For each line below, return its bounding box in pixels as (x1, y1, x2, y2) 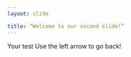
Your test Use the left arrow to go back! (7, 42, 122, 50)
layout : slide (7, 10, 49, 17)
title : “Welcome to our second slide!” (7, 22, 125, 30)
